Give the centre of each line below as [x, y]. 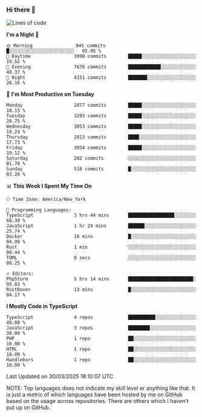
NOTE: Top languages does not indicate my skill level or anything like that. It [101, 388]
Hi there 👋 [21, 10]
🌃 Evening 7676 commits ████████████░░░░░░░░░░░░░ [101, 67]
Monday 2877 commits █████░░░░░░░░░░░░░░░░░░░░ [101, 106]
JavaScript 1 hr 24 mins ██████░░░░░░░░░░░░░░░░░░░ [101, 226]
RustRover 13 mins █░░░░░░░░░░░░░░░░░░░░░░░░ [101, 290]
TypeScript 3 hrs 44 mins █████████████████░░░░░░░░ [101, 215]
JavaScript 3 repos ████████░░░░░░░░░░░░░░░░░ [101, 328]
